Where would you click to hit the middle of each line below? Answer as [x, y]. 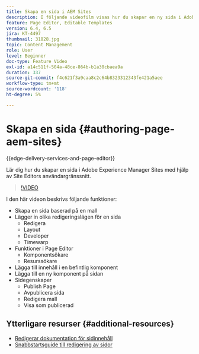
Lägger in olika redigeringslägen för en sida [68, 217]
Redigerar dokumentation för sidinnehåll [64, 338]
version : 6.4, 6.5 [29, 28]
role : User [20, 50]
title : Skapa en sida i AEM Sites [49, 12]
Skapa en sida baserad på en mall [56, 210]
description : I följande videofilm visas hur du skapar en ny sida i [94, 17]
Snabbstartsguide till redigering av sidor [63, 344]
